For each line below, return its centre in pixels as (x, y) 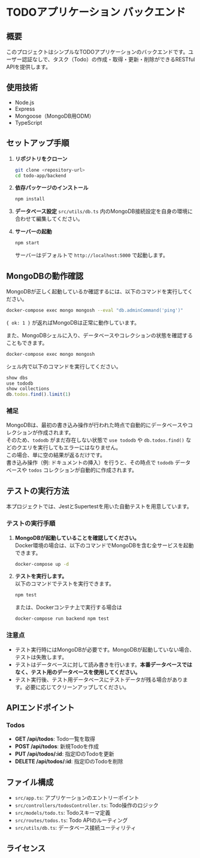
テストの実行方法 (38, 490)
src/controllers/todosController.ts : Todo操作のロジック (87, 805)
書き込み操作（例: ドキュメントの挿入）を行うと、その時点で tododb (90, 463)
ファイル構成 (30, 782)
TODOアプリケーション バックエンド (96, 12)
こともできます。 (27, 343)
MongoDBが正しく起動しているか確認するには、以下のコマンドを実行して (97, 291)
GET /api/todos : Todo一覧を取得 (55, 739)
